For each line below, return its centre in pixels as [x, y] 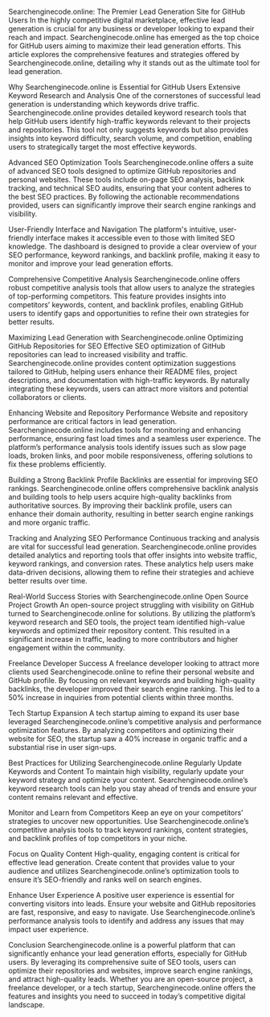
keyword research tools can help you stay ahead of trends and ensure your [133, 788]
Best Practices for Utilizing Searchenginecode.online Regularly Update [125, 763]
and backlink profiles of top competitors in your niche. [98, 838]
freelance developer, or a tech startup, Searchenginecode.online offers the [132, 988]
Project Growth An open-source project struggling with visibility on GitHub [131, 605]
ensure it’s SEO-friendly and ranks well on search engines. [105, 879]
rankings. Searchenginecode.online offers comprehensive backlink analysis [133, 488]
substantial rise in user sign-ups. [62, 747]
